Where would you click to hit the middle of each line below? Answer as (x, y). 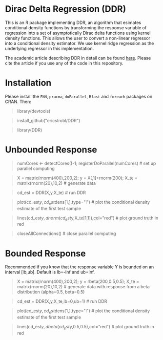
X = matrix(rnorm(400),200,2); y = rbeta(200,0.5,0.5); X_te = (78, 281)
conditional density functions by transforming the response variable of (76, 27)
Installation (28, 83)
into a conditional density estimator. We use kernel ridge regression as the (80, 43)
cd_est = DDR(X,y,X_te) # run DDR (51, 192)
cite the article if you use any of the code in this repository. (64, 63)
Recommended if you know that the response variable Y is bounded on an (80, 267)
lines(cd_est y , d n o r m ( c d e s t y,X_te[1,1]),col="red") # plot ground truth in (88, 218)
